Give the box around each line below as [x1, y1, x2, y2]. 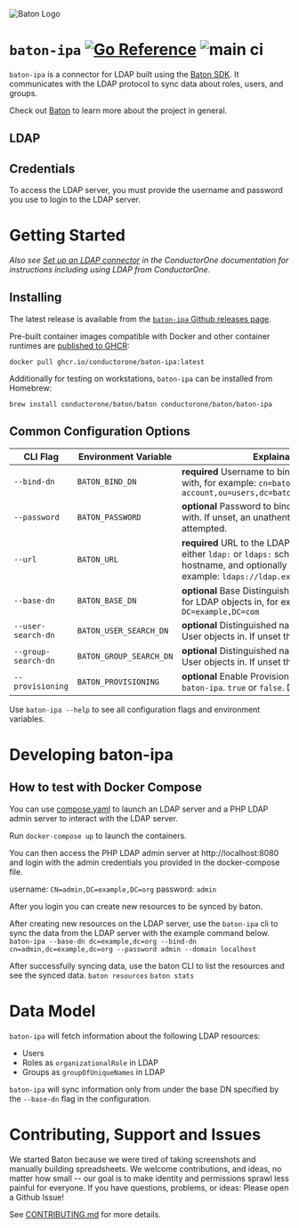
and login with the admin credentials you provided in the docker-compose [9, 857, 280, 868]
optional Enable [182, 670, 248, 683]
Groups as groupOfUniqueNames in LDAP [21, 1066, 166, 1077]
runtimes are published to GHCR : [9, 340, 130, 351]
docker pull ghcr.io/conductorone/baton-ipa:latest [9, 357, 205, 367]
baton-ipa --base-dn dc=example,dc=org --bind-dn [9, 937, 198, 946]
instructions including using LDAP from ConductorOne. [9, 264, 211, 275]
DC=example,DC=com [182, 606, 260, 617]
